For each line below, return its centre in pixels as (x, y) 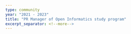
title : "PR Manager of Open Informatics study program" (66, 19)
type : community (22, 10)
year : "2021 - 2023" (27, 14)
